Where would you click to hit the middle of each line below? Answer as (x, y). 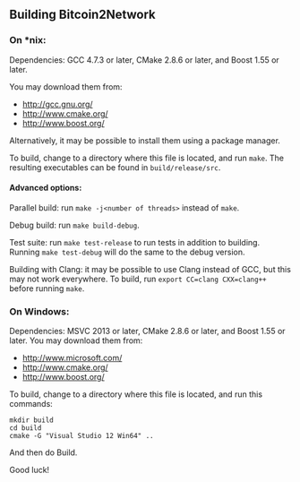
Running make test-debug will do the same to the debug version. (127, 252)
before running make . (47, 288)
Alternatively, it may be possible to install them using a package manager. (145, 140)
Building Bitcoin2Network (83, 15)
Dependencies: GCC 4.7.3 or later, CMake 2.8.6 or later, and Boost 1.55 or (144, 60)
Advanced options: (46, 188)
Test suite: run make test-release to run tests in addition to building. (135, 242)
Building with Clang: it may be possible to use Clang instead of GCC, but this (150, 269)
